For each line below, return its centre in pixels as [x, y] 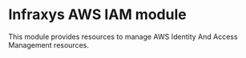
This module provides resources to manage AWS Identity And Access [123, 37]
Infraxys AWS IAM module [97, 15]
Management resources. [49, 44]
